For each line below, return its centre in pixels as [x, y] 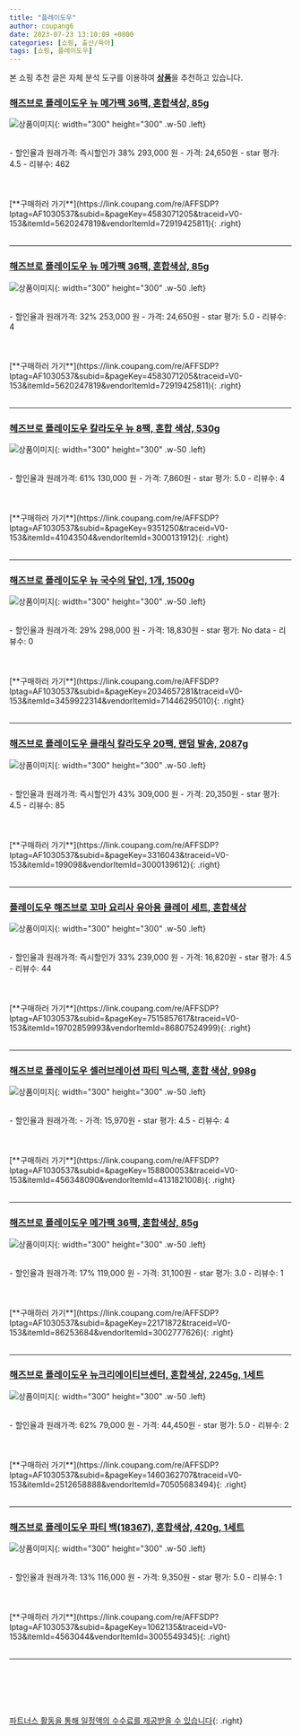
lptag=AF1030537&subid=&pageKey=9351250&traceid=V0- [119, 528]
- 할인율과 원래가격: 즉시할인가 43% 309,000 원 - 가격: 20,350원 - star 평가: [145, 793]
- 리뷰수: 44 [30, 968]
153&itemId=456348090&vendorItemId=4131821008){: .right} [122, 1180]
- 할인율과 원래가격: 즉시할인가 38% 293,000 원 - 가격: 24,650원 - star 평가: [144, 153]
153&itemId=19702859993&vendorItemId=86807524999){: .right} [130, 1028]
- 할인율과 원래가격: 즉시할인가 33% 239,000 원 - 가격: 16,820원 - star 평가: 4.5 [150, 957]
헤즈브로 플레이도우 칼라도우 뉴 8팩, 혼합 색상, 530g [115, 428]
